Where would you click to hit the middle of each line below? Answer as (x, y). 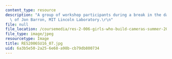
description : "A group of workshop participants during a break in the (83, 15)
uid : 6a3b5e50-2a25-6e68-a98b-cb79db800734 (52, 48)
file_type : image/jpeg (29, 34)
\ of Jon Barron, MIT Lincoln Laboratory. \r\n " (62, 19)
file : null (17, 24)
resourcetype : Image (27, 39)
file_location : (21, 29)
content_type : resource (31, 10)
